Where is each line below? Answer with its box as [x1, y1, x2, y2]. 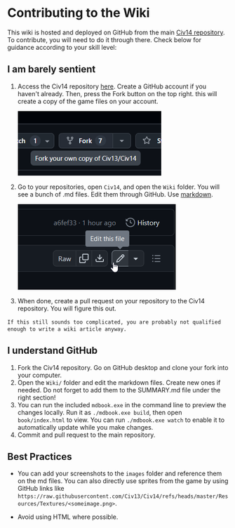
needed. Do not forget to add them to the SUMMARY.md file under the [17, 385, 221, 394]
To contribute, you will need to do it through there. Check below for [7, 35, 202, 44]
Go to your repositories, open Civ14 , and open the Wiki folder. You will [17, 183, 220, 191]
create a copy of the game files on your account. [17, 97, 159, 105]
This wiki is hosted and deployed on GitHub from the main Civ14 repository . [7, 28, 225, 37]
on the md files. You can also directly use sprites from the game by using [17, 477, 229, 485]
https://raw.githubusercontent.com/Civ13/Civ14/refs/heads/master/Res [17, 493, 229, 500]
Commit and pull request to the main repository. [17, 430, 156, 439]
